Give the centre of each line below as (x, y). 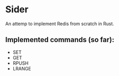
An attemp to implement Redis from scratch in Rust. (60, 24)
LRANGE (22, 68)
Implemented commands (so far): (60, 40)
